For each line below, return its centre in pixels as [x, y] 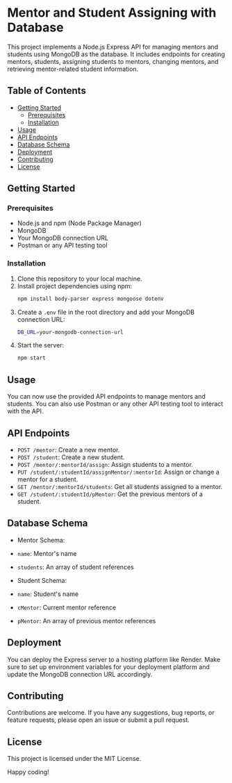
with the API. [25, 411]
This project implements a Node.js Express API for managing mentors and [113, 47]
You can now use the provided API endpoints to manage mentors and [107, 397]
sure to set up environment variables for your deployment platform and [108, 667]
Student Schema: [42, 580]
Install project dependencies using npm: [75, 286]
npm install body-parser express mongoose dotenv [91, 299]
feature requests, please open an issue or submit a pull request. [98, 720]
